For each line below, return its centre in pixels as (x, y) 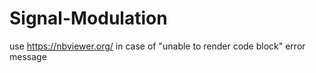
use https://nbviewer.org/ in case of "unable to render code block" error (157, 46)
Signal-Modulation (88, 18)
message (28, 56)
